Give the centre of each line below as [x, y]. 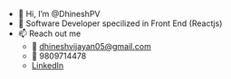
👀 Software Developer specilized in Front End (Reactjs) [120, 23]
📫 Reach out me [49, 33]
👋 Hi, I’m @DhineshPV [59, 14]
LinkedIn [48, 66]
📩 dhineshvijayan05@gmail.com [91, 46]
